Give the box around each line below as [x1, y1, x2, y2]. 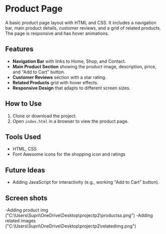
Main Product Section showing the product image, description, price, [12, 63, 156, 69]
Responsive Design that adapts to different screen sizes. [12, 85, 131, 91]
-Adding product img [5, 207, 49, 213]
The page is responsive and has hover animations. [5, 30, 109, 36]
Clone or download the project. [12, 112, 77, 119]
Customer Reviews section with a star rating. [12, 74, 107, 80]
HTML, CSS [12, 146, 37, 152]
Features [5, 45, 34, 53]
